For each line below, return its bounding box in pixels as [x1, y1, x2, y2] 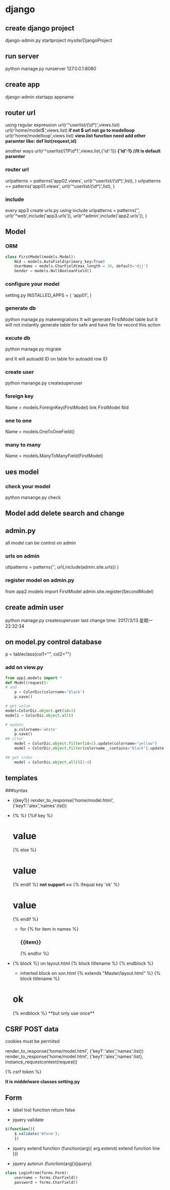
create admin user [5, 603, 64, 612]
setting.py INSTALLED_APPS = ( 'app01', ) [5, 292, 92, 298]
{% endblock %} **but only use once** [12, 1010, 95, 1016]
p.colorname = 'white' [14, 727, 58, 732]
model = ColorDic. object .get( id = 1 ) [5, 708, 76, 713]
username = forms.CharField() [14, 1175, 78, 1180]
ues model [5, 467, 39, 476]
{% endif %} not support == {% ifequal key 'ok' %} [12, 881, 120, 888]
